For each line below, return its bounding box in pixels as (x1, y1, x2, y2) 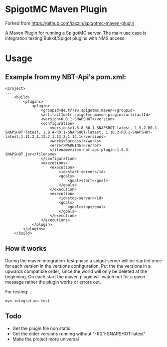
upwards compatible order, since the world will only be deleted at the (5, 268, 147, 274)
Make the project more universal (12, 336, 79, 342)
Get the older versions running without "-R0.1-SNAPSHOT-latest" (12, 330, 146, 336)
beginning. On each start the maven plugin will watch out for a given (5, 273, 146, 279)
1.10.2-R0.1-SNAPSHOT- (105, 129, 153, 135)
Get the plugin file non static (12, 325, 71, 331)
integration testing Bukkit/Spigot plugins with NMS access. (5, 35, 126, 41)
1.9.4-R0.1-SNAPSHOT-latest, (43, 129, 104, 135)
